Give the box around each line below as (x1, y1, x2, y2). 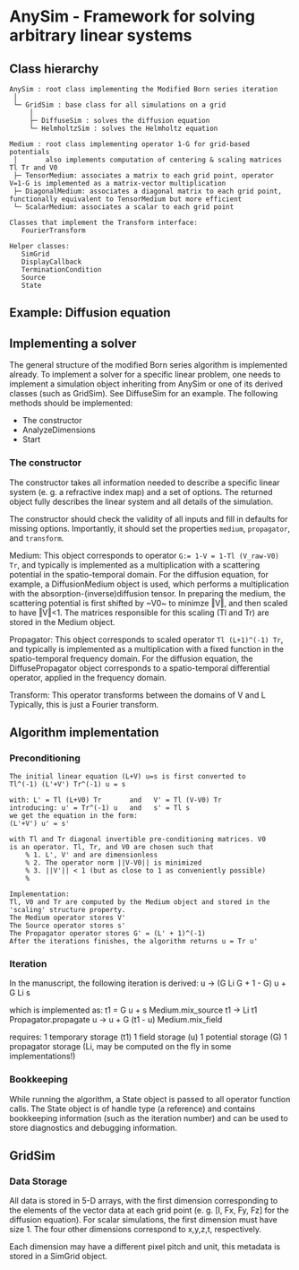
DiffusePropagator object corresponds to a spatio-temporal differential (9, 662, 270, 674)
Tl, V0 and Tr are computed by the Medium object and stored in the (9, 898, 270, 907)
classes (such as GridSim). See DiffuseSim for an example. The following (9, 388, 278, 399)
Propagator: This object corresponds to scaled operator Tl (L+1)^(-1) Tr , (9, 634, 284, 645)
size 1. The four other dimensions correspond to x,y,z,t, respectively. (9, 1224, 262, 1235)
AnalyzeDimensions (21, 424, 96, 436)
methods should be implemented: (9, 397, 133, 409)
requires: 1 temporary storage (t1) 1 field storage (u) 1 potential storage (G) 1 (9, 1031, 288, 1042)
